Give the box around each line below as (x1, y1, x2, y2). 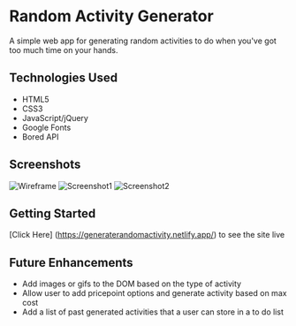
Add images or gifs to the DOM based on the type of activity (21, 278, 241, 289)
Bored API (21, 131, 59, 142)
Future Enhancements (9, 254, 134, 270)
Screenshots (9, 157, 81, 172)
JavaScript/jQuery (21, 112, 88, 123)
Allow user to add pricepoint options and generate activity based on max (21, 288, 287, 299)
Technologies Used (9, 71, 118, 86)
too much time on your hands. (9, 44, 118, 55)
